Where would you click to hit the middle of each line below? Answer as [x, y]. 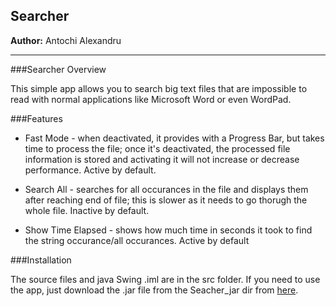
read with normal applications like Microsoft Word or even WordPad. [151, 99]
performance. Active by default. [90, 170]
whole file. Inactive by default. [87, 210]
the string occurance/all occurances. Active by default [137, 240]
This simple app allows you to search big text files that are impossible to [159, 88]
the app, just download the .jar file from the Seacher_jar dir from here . [154, 290]
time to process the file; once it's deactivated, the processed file [157, 148]
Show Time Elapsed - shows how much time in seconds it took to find [168, 230]
